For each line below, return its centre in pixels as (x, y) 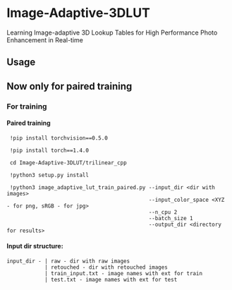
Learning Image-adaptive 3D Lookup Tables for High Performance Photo (112, 32)
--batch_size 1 (171, 218)
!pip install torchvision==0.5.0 (59, 138)
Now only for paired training (69, 86)
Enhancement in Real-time (45, 40)
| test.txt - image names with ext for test (111, 280)
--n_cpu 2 (163, 212)
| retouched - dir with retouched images (106, 267)
